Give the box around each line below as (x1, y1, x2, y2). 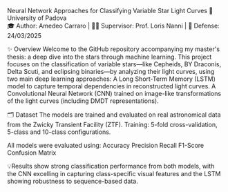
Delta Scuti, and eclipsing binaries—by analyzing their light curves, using (7, 68, 215, 75)
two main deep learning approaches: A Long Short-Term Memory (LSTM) (7, 75, 216, 83)
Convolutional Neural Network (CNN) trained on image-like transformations (7, 90, 222, 97)
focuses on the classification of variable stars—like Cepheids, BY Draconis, (7, 60, 222, 68)
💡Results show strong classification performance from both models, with (7, 162, 215, 170)
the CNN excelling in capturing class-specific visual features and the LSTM (7, 170, 221, 177)
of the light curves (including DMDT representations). (7, 97, 159, 105)
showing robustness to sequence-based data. (7, 177, 138, 185)
